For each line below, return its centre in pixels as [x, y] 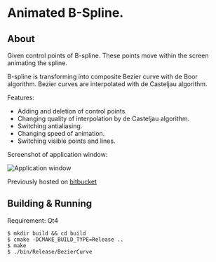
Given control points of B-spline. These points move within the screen [108, 55]
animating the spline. [38, 63]
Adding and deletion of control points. [72, 111]
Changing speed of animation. [61, 133]
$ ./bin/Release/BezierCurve [50, 251]
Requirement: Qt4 [33, 220]
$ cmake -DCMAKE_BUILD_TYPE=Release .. [66, 240]
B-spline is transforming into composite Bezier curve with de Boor [102, 76]
